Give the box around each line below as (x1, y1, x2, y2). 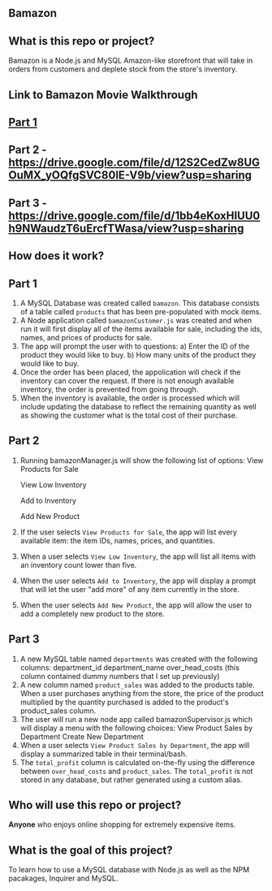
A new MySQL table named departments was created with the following (19, 654, 258, 664)
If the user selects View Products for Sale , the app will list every (19, 527, 238, 537)
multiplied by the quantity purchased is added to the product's (19, 697, 229, 707)
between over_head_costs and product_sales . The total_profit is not (19, 766, 253, 776)
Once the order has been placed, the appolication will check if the (19, 367, 241, 377)
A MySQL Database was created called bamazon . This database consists (19, 298, 260, 308)
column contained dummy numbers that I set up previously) (19, 671, 221, 681)
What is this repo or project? (8, 34, 155, 48)
